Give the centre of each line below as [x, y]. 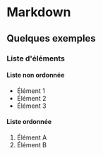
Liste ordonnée [29, 122]
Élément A [32, 137]
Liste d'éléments [36, 58]
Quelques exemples [51, 38]
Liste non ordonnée [36, 75]
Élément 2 [31, 98]
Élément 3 [31, 106]
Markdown [39, 12]
